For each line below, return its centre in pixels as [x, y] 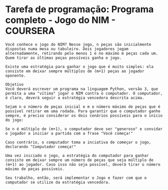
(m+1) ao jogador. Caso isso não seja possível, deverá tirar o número [83, 164]
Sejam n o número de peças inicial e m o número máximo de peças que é [83, 107]
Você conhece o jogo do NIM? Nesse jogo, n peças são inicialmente [78, 44]
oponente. [16, 75]
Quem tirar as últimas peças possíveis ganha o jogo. [64, 58]
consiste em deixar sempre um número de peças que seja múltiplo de [79, 160]
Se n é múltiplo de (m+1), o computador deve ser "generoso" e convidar [84, 129]
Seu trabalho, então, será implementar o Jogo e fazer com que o [76, 178]
